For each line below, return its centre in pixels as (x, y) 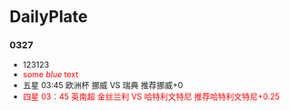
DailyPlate (49, 17)
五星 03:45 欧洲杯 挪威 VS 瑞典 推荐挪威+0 (103, 85)
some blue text (50, 75)
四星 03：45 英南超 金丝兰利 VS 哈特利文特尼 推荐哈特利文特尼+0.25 (151, 96)
